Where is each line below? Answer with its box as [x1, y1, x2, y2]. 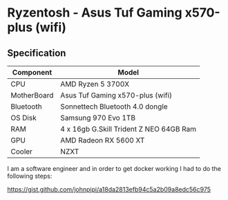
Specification [7, 47, 66, 59]
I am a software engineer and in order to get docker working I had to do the [7, 165, 221, 172]
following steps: [7, 172, 53, 180]
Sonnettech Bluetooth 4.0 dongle [60, 102, 168, 111]
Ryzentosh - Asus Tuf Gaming [7, 5, 182, 21]
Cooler [10, 147, 33, 156]
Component [12, 68, 53, 77]
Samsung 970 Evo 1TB [60, 113, 136, 122]
